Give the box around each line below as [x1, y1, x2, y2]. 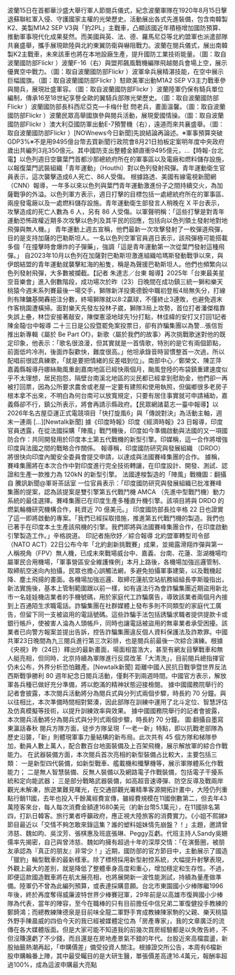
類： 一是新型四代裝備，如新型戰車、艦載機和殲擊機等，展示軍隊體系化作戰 [7, 759, 224, 767]
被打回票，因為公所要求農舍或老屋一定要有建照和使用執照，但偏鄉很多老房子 [7, 382, 228, 391]
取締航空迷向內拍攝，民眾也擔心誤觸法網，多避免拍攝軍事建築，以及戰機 [7, 567, 215, 574]
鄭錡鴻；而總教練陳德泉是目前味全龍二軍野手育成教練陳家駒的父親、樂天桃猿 [7, 908, 228, 916]
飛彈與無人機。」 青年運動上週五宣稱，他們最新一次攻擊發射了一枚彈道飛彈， [7, 225, 227, 233]
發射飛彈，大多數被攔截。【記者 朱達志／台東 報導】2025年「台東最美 [19, 269, 219, 277]
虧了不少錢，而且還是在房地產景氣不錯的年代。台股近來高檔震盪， [31, 934, 222, 942]
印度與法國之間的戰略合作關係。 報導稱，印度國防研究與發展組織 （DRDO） [7, 444, 225, 452]
